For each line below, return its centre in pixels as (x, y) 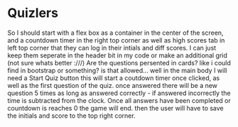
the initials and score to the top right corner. (72, 116)
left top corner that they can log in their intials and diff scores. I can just (112, 48)
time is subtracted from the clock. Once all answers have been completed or (119, 100)
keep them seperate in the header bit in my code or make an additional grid (117, 55)
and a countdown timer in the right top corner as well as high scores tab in (116, 40)
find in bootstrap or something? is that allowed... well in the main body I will (117, 70)
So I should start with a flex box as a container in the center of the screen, (115, 33)
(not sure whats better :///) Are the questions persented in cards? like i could (119, 62)
